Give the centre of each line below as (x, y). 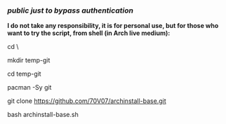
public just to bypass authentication (70, 11)
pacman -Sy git (29, 88)
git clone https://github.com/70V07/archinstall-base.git (87, 101)
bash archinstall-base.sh (43, 115)
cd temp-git (24, 74)
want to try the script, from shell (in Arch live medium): (89, 33)
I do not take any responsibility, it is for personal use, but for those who (113, 26)
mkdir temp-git (29, 60)
